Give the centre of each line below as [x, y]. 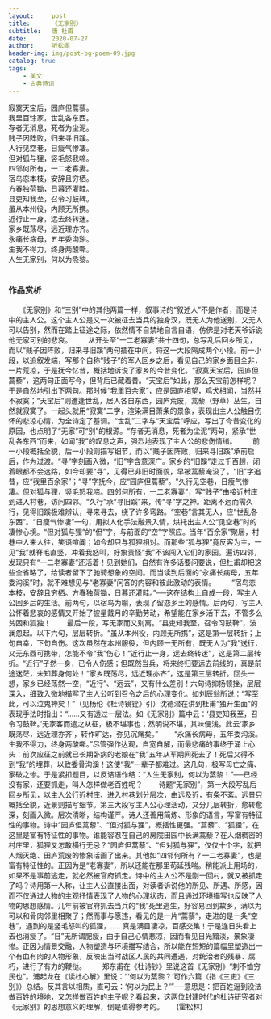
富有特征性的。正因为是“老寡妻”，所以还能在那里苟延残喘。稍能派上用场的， [135, 865]
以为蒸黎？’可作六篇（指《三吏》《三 [196, 976]
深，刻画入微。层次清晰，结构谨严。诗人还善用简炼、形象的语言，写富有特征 [135, 815]
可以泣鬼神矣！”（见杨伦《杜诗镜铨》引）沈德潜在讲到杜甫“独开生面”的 [140, 703]
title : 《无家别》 [45, 23]
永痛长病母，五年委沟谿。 [51, 238]
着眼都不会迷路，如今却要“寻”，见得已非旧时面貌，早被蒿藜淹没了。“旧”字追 [135, 471]
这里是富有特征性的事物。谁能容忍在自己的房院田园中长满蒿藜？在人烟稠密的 [135, 835]
